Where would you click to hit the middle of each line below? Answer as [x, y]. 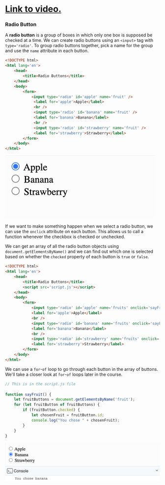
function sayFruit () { [28, 394]
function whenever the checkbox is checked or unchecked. [65, 237]
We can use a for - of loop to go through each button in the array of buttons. [82, 369]
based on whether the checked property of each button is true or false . [77, 257]
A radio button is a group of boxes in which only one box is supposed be [79, 35]
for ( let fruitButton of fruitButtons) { [57, 405]
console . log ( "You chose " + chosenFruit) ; [75, 420]
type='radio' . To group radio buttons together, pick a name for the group [79, 46]
